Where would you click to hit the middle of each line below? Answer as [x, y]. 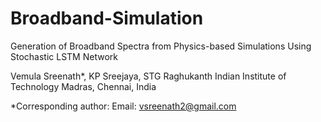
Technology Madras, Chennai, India [83, 86]
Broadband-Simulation [107, 18]
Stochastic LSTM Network [64, 56]
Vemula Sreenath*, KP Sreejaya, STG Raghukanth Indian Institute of [148, 76]
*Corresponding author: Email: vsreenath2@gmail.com [123, 106]
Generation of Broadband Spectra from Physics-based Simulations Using [161, 46]
